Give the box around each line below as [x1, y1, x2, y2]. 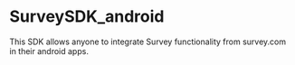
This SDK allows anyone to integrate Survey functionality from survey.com [9, 36, 287, 47]
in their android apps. [9, 45, 89, 56]
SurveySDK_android [9, 6, 165, 27]
